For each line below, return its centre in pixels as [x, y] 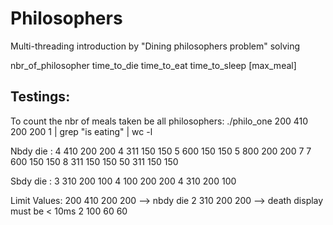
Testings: [40, 97]
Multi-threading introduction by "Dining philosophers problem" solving [155, 46]
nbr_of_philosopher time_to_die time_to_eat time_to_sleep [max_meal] [153, 65]
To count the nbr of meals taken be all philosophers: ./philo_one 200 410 [159, 121]
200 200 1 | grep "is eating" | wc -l [81, 131]
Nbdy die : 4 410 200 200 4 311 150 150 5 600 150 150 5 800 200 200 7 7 [161, 151]
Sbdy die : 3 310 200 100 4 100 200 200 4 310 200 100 [123, 181]
